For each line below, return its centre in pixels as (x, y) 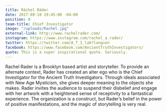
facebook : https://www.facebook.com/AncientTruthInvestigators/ (74, 47)
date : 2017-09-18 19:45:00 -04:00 (42, 15)
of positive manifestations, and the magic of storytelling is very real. (76, 104)
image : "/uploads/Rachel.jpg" (37, 29)
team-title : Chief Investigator (39, 24)
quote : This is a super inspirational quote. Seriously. (67, 52)
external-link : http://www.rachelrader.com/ (53, 33)
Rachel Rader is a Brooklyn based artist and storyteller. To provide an (77, 67)
